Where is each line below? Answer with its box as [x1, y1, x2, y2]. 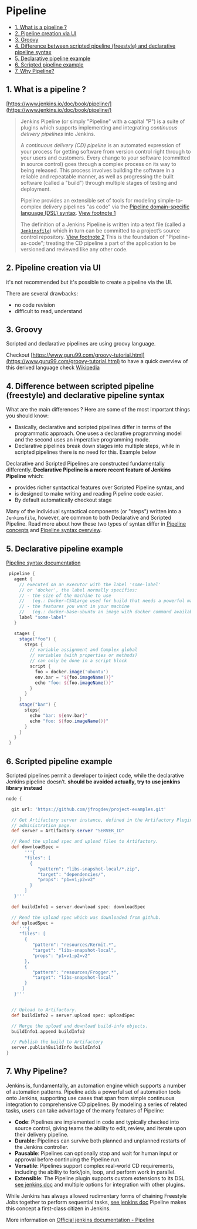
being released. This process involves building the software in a [20, 167, 175, 174]
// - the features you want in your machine [19, 603, 130, 610]
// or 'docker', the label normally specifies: [19, 587, 138, 593]
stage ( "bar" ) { [19, 702, 57, 707]
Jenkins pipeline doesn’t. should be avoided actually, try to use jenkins [6, 778, 181, 785]
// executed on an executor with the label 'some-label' [19, 582, 161, 587]
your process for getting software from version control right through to [20, 148, 191, 155]
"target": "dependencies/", [37, 871, 107, 878]
